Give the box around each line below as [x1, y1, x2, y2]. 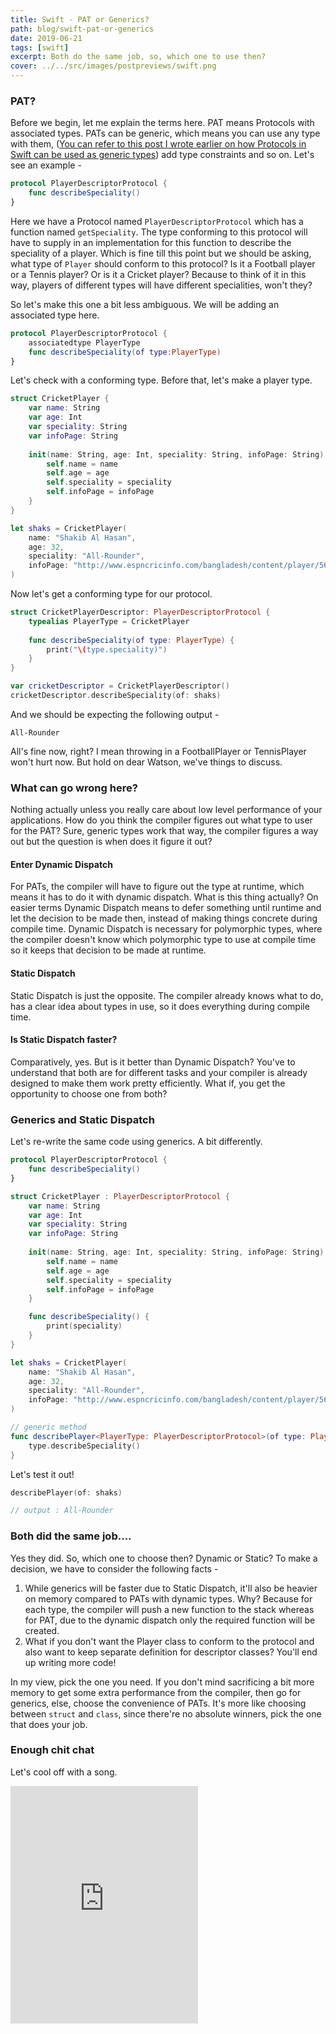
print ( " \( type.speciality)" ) [46, 644, 168, 655]
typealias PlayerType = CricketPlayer [28, 616, 190, 626]
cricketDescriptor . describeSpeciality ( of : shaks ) [10, 691, 222, 701]
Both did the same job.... [10, 1529, 132, 1543]
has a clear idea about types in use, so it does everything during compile [10, 1000, 310, 1012]
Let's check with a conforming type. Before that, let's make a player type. [10, 374, 313, 386]
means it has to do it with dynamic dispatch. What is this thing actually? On [10, 891, 319, 903]
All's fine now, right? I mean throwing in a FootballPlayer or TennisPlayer [10, 745, 307, 757]
